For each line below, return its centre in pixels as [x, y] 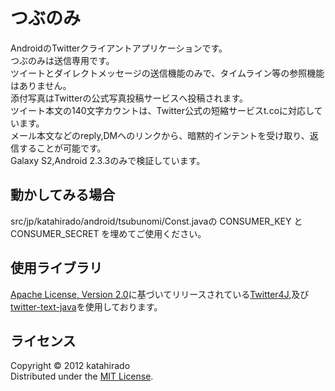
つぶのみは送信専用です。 [62, 60]
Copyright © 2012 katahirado [70, 366]
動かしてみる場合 [63, 195]
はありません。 [41, 85]
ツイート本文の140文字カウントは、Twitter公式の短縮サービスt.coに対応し [162, 110]
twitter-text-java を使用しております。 [86, 306]
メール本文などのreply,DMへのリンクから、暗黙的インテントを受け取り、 [160, 135]
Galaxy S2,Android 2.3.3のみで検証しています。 [108, 160]
